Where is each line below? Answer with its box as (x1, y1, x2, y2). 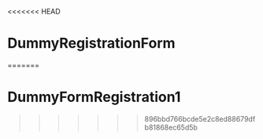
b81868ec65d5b (144, 122, 198, 132)
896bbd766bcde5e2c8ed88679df (144, 114, 256, 123)
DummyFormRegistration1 (7, 88, 181, 106)
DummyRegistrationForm (7, 35, 176, 52)
